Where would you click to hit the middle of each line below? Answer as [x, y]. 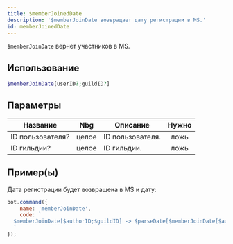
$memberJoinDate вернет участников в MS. [69, 46]
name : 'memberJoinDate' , [55, 209]
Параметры [34, 106]
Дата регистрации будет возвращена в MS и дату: [82, 189]
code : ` [31, 215]
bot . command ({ [28, 202]
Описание [132, 125]
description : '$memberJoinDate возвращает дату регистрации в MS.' [107, 20]
